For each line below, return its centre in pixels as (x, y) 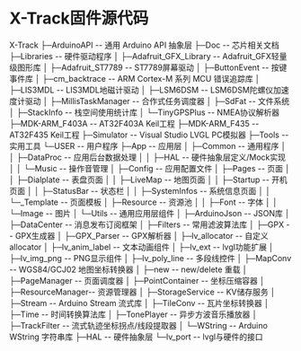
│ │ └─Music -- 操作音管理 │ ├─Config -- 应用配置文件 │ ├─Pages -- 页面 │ (150, 168)
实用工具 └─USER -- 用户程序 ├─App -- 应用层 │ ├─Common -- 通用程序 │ (148, 145)
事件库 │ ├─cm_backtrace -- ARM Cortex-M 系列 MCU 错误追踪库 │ (135, 78)
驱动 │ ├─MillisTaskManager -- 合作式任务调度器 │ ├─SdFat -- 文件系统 (157, 101)
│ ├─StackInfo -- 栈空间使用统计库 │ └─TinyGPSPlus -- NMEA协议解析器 (145, 112)
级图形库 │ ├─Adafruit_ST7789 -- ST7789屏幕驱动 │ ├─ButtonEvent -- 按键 (148, 67)
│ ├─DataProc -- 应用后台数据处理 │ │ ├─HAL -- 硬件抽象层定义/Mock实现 (147, 157)
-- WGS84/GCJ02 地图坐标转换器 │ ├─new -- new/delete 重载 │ (128, 269)
